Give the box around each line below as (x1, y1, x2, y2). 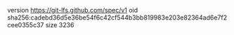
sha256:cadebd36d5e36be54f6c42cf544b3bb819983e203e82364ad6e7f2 (7, 13, 227, 22)
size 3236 (45, 21, 74, 29)
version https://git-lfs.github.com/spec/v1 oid (7, 6, 138, 14)
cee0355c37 (7, 21, 44, 29)
